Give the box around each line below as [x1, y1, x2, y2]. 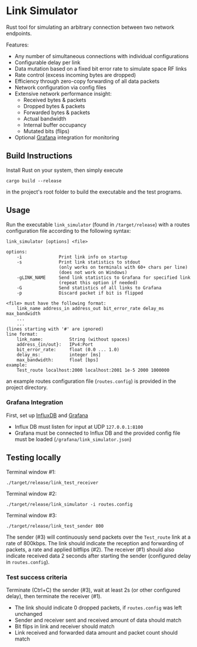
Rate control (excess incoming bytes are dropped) [14, 71, 136, 78]
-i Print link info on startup [16, 254, 128, 260]
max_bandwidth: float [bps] [16, 357, 99, 363]
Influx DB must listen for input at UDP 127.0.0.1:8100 [14, 423, 143, 430]
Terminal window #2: [6, 490, 57, 497]
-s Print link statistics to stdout [16, 259, 141, 265]
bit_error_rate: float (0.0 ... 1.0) [16, 346, 119, 352]
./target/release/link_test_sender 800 [6, 523, 104, 529]
